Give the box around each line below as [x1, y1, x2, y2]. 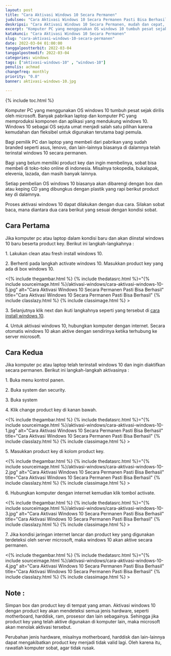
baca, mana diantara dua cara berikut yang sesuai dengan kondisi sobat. [5, 207, 158, 213]
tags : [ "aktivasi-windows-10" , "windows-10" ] [5, 60, 106, 65]
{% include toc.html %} [5, 97, 54, 103]
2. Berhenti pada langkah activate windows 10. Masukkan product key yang [5, 260, 164, 266]
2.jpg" [5, 469, 18, 476]
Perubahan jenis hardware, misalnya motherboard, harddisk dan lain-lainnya [5, 634, 165, 640]
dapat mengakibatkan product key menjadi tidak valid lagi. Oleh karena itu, [5, 640, 162, 646]
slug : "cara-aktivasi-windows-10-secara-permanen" [5, 36, 115, 41]
